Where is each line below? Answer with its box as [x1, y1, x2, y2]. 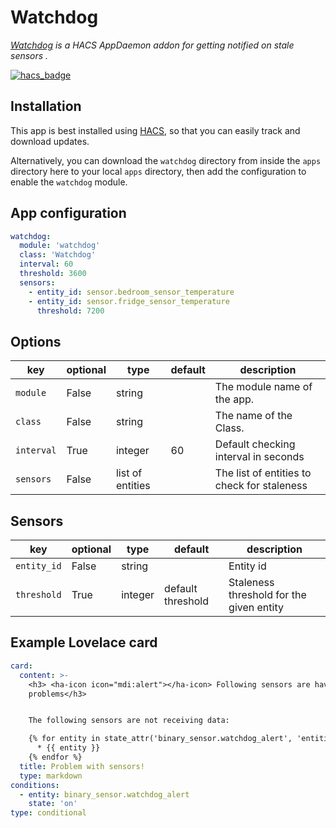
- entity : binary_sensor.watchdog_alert [19, 789, 190, 800]
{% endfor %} [28, 752, 83, 762]
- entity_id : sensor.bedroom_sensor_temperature [28, 287, 235, 297]
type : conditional [10, 808, 87, 818]
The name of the [214, 409, 293, 423]
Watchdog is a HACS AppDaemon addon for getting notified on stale [10, 39, 295, 51]
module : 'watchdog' [19, 241, 101, 251]
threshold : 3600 [19, 269, 87, 279]
